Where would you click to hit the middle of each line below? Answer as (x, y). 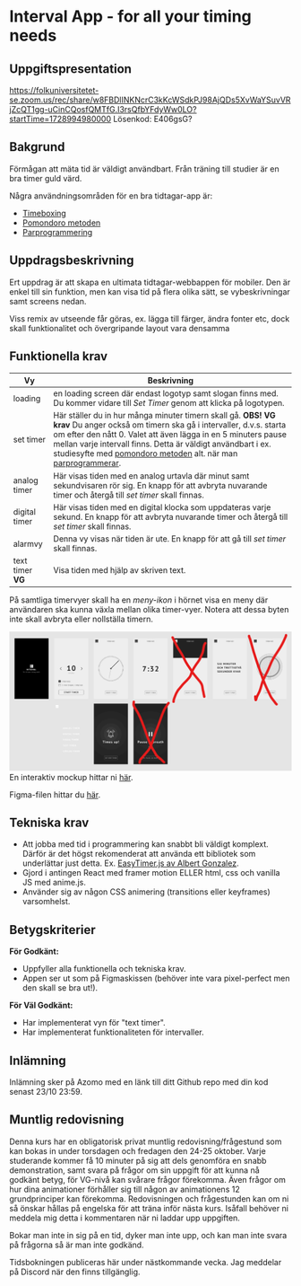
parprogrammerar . (87, 463)
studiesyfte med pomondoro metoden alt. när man (146, 454)
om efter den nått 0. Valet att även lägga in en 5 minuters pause (170, 435)
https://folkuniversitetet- (54, 90)
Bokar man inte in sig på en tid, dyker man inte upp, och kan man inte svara (148, 1235)
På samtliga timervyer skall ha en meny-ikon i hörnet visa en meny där (139, 600)
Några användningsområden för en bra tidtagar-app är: (111, 196)
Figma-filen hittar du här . (55, 794)
